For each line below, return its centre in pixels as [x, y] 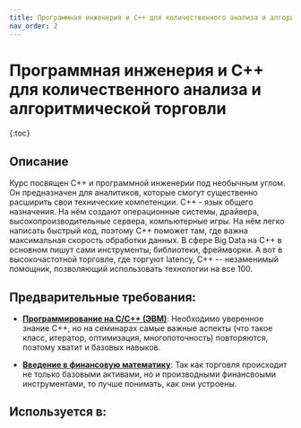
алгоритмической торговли [118, 108]
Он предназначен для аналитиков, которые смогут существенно [133, 193]
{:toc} [20, 133]
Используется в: [58, 412]
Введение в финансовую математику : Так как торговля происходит [155, 365]
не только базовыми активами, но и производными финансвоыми [149, 374]
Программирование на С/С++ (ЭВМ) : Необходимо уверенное [143, 319]
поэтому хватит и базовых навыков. [91, 347]
